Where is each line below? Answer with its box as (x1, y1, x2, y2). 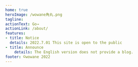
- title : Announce (5, 45, 44, 50)
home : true (5, 7, 28, 13)
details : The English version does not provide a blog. (14, 49, 134, 54)
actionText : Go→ (5, 21, 39, 27)
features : (5, 31, 26, 36)
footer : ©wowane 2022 (5, 54, 51, 59)
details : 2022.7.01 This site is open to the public (10, 40, 122, 45)
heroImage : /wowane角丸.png (5, 12, 63, 17)
